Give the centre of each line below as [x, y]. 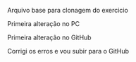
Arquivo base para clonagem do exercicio [68, 10]
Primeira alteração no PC [43, 24]
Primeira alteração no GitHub [49, 37]
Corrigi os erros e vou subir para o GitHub [68, 51]
